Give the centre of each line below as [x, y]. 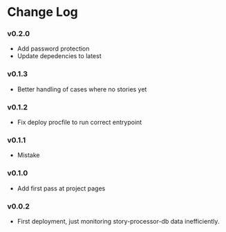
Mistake [28, 155]
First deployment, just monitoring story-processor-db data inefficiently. [118, 221]
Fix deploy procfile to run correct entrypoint [79, 123]
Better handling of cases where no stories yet [82, 89]
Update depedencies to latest [59, 56]
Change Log [43, 12]
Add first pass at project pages [61, 188]
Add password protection [53, 48]
